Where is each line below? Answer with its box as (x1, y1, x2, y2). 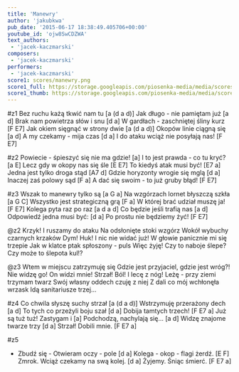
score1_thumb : (7, 90, 50, 97)
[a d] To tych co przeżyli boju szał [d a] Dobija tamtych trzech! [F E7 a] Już (7, 307, 227, 315)
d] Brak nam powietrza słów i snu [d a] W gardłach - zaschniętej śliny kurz (7, 117, 225, 125)
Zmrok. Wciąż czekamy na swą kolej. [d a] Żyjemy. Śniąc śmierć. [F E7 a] (17, 357, 232, 366)
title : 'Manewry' (7, 10, 59, 18)
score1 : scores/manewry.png (7, 76, 91, 84)
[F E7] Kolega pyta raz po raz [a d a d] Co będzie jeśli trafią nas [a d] (7, 205, 208, 213)
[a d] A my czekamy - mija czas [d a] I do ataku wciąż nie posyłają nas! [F (7, 132, 223, 141)
